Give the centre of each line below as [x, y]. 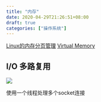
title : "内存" [23, 12]
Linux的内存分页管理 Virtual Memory [50, 46]
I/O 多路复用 [29, 66]
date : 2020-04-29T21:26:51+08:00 [48, 17]
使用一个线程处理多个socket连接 [45, 93]
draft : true [21, 23]
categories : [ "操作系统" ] [37, 28]
